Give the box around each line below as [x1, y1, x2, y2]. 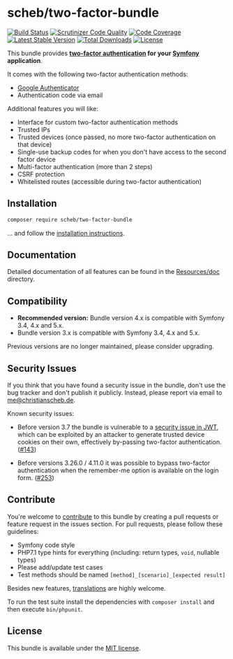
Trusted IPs [17, 125, 51, 133]
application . [7, 56, 43, 64]
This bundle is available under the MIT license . [7, 644, 141, 652]
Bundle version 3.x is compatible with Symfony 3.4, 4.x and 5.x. [17, 328, 200, 337]
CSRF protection [17, 170, 65, 178]
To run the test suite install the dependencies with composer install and [7, 598, 215, 606]
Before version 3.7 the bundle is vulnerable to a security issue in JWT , [17, 423, 219, 431]
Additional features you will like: [7, 104, 99, 113]
